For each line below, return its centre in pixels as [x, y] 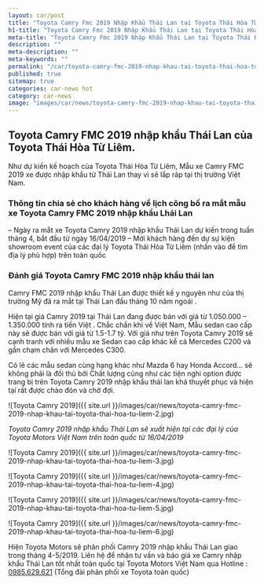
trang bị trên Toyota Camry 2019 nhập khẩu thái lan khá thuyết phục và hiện [131, 381]
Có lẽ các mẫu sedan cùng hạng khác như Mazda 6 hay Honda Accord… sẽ [130, 365]
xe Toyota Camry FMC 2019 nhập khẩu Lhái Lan [101, 213]
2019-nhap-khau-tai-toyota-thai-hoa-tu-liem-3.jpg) [91, 461]
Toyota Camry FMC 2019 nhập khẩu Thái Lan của [130, 135]
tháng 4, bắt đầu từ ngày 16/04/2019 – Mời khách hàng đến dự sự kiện [122, 239]
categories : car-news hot [50, 88]
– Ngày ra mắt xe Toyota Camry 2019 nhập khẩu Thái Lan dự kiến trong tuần [131, 230]
